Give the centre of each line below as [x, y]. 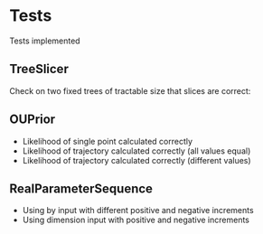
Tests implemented [45, 41]
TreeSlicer [39, 69]
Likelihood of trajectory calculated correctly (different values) [136, 160]
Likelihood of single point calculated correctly [107, 141]
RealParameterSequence [81, 188]
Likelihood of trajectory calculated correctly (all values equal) [136, 151]
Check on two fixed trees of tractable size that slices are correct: [130, 90]
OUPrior [33, 120]
